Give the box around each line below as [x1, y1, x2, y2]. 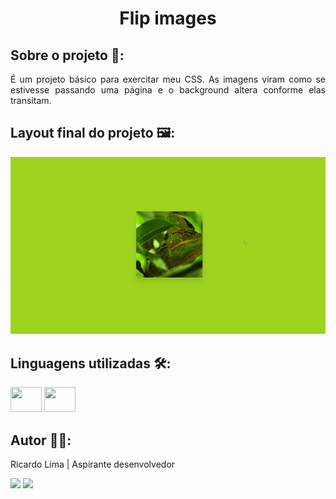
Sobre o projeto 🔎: [10, 47, 125, 64]
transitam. [10, 95, 52, 106]
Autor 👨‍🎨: [10, 432, 72, 449]
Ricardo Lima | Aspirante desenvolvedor [10, 458, 176, 470]
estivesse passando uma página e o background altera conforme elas [10, 84, 326, 96]
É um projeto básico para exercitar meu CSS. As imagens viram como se [10, 73, 326, 85]
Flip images [119, 7, 217, 30]
